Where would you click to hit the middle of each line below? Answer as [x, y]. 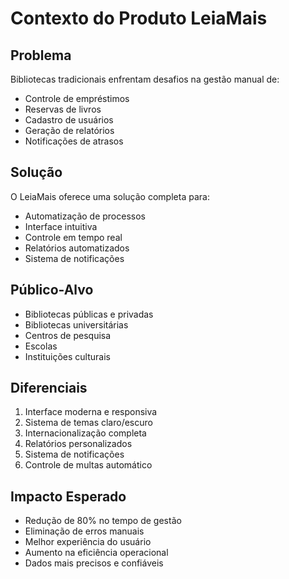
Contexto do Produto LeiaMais [139, 18]
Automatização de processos [85, 216]
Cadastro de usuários [69, 120]
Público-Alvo [52, 290]
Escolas [41, 346]
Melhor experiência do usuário [88, 542]
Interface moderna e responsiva [91, 412]
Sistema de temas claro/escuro [88, 423]
